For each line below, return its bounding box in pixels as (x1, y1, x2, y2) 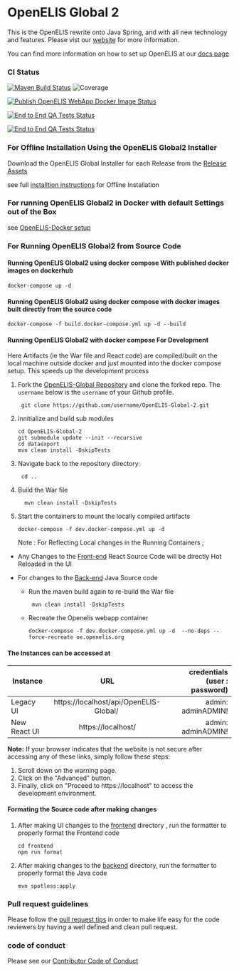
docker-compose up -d (7, 282, 72, 289)
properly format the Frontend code (17, 829, 119, 837)
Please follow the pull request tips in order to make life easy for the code (7, 915, 220, 924)
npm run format (17, 849, 63, 856)
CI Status (7, 67, 41, 77)
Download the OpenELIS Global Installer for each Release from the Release (7, 158, 227, 168)
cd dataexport (17, 440, 60, 448)
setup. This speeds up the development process (7, 367, 149, 375)
